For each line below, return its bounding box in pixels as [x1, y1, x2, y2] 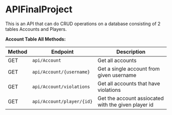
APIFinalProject [5, 4, 73, 15]
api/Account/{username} [32, 69, 91, 75]
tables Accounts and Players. [5, 26, 67, 32]
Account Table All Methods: [5, 36, 66, 42]
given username [97, 71, 137, 79]
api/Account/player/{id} [32, 99, 93, 104]
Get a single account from [97, 65, 160, 72]
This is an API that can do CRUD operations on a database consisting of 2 [5, 21, 161, 27]
